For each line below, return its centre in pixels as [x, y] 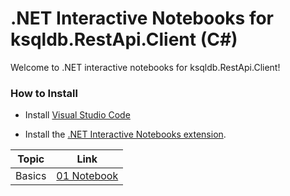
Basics [31, 176]
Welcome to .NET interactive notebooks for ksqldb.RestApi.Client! [145, 67]
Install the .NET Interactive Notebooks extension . [125, 134]
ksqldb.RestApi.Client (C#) [124, 39]
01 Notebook [87, 176]
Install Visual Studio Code [77, 115]
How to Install [44, 93]
